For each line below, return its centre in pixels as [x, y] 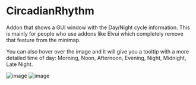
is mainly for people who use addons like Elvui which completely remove [95, 33]
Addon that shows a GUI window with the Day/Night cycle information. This [98, 27]
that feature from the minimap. [43, 40]
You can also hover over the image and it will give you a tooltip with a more [98, 51]
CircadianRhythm [50, 11]
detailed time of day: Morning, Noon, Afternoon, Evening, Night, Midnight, [96, 58]
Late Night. [20, 64]
